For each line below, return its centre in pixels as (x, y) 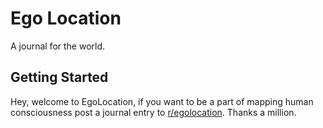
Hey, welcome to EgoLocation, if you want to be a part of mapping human (162, 101)
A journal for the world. (58, 46)
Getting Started (59, 77)
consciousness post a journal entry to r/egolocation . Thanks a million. (153, 112)
